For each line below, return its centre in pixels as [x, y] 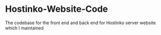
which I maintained [24, 28]
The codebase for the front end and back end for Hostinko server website [80, 23]
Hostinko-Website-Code [56, 9]
